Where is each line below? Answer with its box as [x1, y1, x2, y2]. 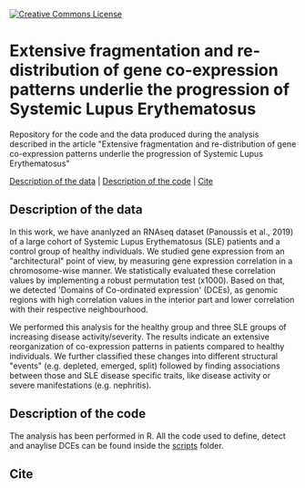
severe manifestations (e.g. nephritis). [9, 379, 152, 390]
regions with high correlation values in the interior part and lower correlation [9, 294, 295, 305]
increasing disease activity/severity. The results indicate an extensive [9, 331, 270, 342]
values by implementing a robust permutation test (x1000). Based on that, [9, 275, 285, 286]
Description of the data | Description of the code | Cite [9, 175, 214, 186]
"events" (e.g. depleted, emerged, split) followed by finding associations [9, 360, 280, 371]
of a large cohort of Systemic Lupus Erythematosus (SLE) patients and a [9, 235, 280, 246]
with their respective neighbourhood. [9, 304, 148, 315]
